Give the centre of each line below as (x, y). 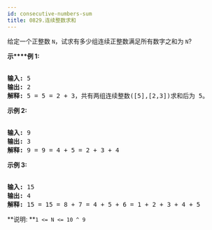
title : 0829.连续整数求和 (42, 20)
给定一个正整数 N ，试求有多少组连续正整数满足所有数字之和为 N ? (100, 41)
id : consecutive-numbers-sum (50, 14)
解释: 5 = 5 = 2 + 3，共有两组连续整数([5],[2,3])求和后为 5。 (108, 96)
